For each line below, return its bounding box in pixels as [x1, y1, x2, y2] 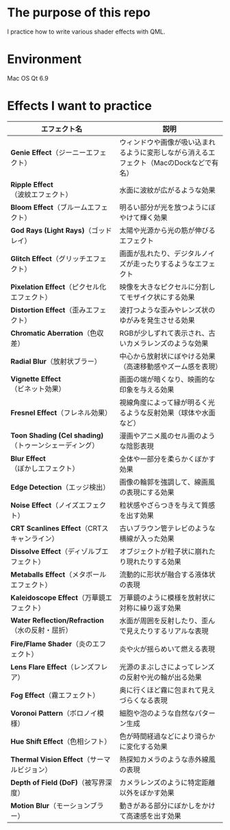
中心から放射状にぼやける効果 [119, 351, 216, 361]
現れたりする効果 [126, 557, 181, 566]
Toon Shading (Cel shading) [10, 430, 104, 440]
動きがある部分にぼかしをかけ [119, 801, 216, 810]
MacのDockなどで [153, 158, 212, 167]
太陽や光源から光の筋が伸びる [119, 225, 216, 235]
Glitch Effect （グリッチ [10, 253, 87, 263]
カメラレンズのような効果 [126, 338, 209, 348]
